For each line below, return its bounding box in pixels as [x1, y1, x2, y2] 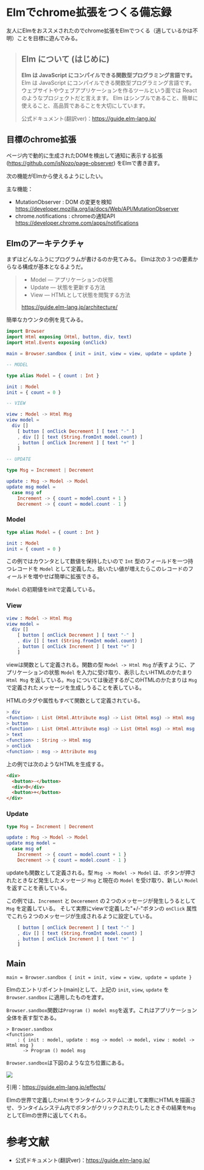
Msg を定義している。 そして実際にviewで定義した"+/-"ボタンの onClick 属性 [6, 904, 197, 912]
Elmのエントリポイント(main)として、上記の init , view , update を [6, 986, 169, 993]
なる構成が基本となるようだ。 [11, 263, 86, 271]
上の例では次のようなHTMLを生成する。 [6, 760, 108, 768]
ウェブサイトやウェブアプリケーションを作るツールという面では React [21, 87, 197, 94]
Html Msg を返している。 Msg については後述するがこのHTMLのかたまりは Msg [6, 676, 197, 683]
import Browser [6, 328, 45, 335]
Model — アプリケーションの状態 [30, 276, 114, 283]
